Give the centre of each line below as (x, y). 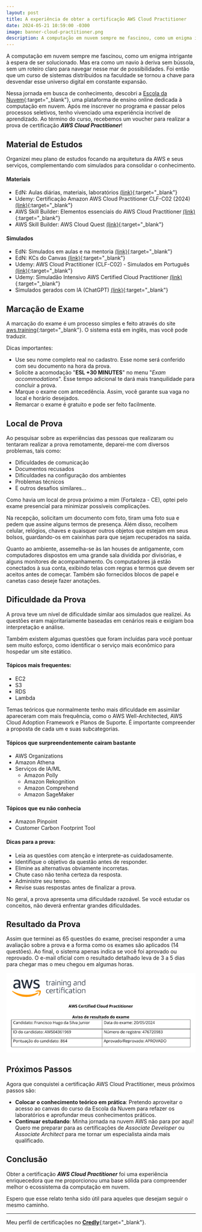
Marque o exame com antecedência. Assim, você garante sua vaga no (102, 392)
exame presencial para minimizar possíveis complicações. (78, 506)
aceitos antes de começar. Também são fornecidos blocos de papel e (93, 574)
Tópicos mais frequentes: (39, 665)
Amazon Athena (35, 762)
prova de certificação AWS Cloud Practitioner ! (65, 125)
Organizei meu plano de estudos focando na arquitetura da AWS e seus (95, 159)
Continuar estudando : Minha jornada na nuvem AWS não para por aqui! (104, 1121)
